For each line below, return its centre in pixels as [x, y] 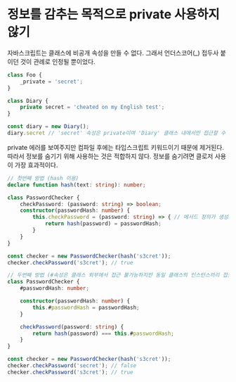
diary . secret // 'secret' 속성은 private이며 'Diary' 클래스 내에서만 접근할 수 [117, 133]
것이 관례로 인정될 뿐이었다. [58, 61]
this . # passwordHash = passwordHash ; [86, 307]
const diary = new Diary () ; [48, 127]
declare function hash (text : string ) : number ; [77, 185]
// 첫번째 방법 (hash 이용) [43, 178]
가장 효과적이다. [36, 165]
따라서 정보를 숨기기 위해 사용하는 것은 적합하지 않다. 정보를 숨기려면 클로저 [110, 156]
